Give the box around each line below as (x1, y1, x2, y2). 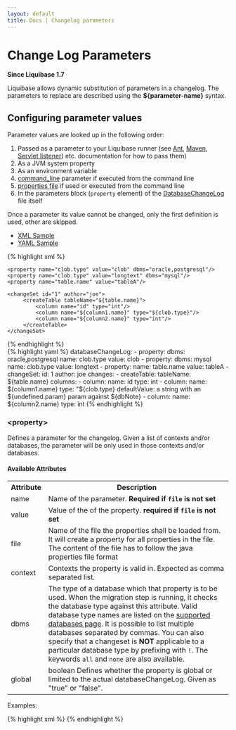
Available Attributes (7, 465, 67, 473)
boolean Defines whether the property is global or (48, 665, 213, 675)
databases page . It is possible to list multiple (48, 619, 195, 629)
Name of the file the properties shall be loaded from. (48, 525, 221, 535)
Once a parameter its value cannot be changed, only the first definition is (7, 210, 219, 219)
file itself (17, 196, 43, 205)
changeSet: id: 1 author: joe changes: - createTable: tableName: (7, 370, 192, 379)
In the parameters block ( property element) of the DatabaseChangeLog (17, 189, 225, 198)
